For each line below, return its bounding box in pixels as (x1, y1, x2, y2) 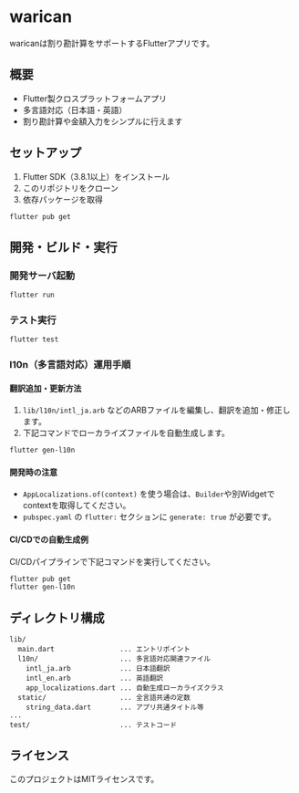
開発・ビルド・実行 (9, 239, 118, 255)
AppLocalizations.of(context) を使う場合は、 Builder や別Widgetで (22, 488, 275, 499)
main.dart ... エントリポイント (17, 645, 191, 654)
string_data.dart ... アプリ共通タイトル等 (26, 703, 204, 713)
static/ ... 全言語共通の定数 (17, 694, 191, 703)
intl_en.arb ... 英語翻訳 (26, 673, 164, 683)
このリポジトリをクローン (22, 183, 119, 193)
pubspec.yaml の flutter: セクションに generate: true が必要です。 (22, 511, 276, 522)
